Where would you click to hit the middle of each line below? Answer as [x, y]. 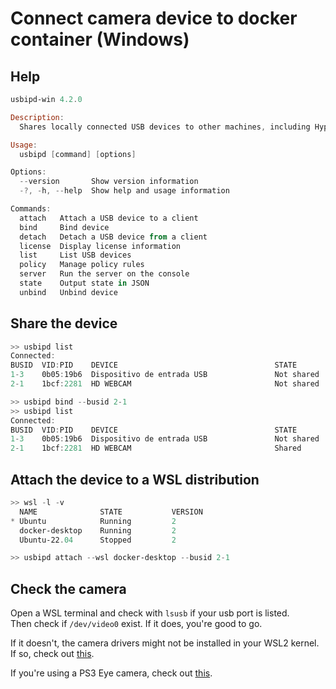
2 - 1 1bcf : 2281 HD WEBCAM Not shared [165, 384]
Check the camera [68, 588]
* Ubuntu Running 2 [93, 521]
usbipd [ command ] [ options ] [78, 154]
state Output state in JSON [84, 283]
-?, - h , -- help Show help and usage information [124, 191]
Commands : [31, 209]
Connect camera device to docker [154, 18]
